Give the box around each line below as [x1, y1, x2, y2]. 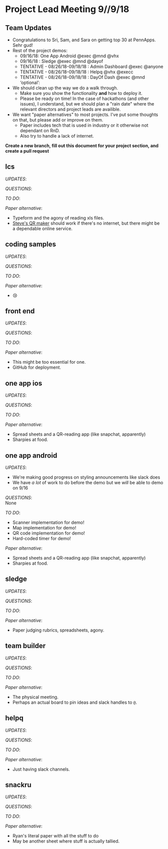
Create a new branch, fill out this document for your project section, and [5, 143, 159, 149]
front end [5, 307, 35, 315]
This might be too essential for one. [12, 359, 86, 365]
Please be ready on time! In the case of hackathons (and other [20, 95, 149, 101]
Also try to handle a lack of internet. [20, 133, 94, 139]
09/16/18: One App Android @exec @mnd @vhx [20, 53, 119, 59]
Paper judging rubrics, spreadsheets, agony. [12, 627, 104, 633]
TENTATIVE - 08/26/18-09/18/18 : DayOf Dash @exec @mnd [20, 74, 145, 80]
